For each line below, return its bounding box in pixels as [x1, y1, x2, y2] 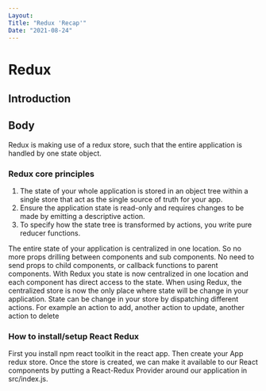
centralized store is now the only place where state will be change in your [8, 286, 249, 296]
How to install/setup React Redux [8, 331, 140, 342]
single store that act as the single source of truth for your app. [19, 195, 223, 205]
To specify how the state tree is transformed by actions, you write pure [19, 220, 253, 230]
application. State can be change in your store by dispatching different [8, 294, 239, 304]
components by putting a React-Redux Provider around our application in [8, 366, 248, 375]
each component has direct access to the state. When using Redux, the [8, 278, 242, 287]
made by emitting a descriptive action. [19, 212, 145, 221]
